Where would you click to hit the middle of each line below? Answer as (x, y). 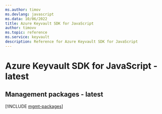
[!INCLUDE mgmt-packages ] (34, 106)
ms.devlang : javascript (30, 14)
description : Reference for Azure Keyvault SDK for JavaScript (72, 42)
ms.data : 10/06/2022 (26, 19)
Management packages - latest (54, 95)
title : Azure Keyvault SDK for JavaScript (49, 23)
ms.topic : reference (26, 32)
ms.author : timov (23, 10)
